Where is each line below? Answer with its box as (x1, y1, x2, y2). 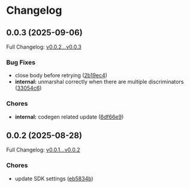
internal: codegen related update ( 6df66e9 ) (14, 113, 124, 120)
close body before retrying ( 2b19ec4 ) (14, 72, 108, 79)
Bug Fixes (6, 58, 36, 66)
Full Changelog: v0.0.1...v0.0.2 (6, 146, 80, 153)
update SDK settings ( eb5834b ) (14, 175, 94, 182)
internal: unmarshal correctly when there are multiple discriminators (14, 78, 184, 86)
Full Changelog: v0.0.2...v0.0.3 (6, 43, 82, 50)
